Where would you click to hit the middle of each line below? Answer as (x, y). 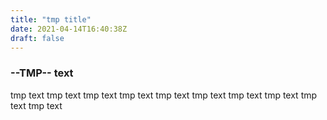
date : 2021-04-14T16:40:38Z (69, 29)
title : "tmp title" (51, 19)
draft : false (37, 38)
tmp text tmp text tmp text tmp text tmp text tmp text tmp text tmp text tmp (164, 95)
